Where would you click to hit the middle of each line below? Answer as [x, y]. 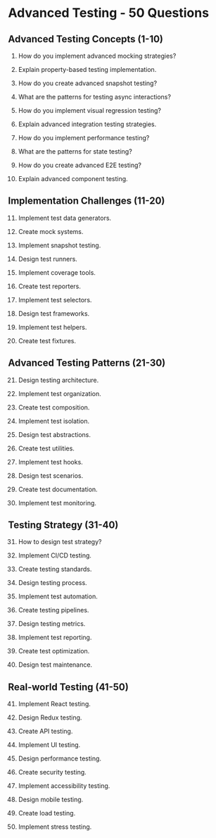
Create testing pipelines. [53, 610]
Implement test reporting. [55, 637]
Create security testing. [52, 772]
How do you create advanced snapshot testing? [88, 83]
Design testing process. [52, 583]
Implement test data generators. [65, 218]
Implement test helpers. [52, 327]
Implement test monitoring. [57, 503]
